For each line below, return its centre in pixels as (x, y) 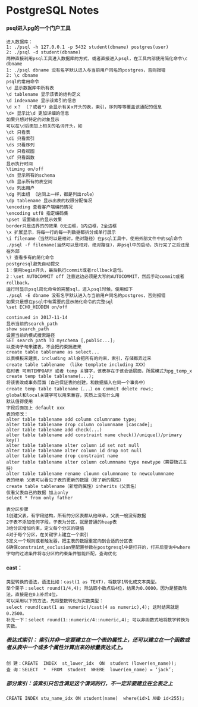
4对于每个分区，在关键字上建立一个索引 (48, 535)
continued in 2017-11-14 (37, 318)
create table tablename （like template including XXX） (77, 365)
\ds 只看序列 (21, 145)
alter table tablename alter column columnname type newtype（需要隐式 (95, 462)
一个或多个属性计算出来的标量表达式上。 (76, 647)
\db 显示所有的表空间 (29, 182)
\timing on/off (25, 169)
